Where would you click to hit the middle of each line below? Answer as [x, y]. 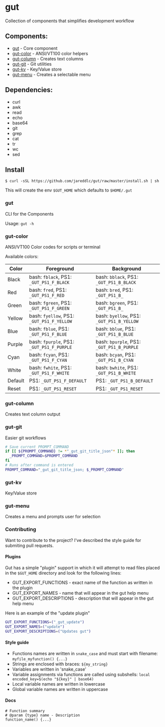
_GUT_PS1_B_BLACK [116, 282]
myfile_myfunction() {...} [40, 659]
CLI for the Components [29, 214]
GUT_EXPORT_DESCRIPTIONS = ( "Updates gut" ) [48, 631]
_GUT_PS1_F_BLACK [49, 282]
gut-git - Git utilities [32, 64]
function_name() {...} [28, 720]
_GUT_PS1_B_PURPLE [117, 347]
